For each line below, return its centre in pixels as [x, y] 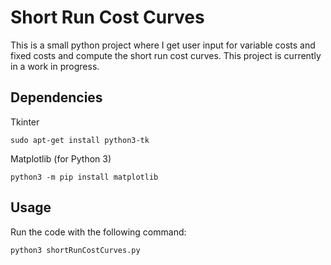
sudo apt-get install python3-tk [80, 140]
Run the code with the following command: [98, 232]
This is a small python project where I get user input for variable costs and [163, 45]
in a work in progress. [55, 66]
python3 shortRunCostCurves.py [75, 250]
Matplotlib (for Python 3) [61, 158]
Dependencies [56, 97]
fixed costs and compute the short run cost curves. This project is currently [166, 55]
